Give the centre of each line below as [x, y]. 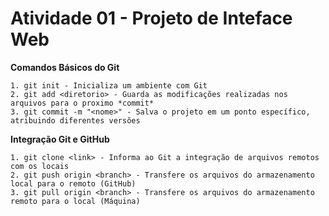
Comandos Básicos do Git [65, 67]
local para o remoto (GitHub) [73, 183]
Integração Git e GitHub [60, 139]
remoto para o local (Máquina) [75, 201]
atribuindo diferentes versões [75, 120]
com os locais [40, 166]
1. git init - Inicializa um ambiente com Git [109, 85]
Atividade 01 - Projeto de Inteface [151, 18]
